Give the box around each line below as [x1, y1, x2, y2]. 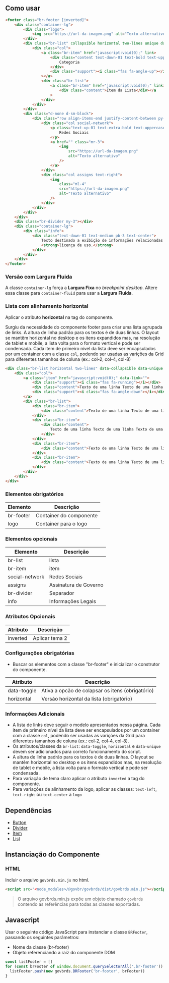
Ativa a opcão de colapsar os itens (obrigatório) [41, 687, 154, 694]
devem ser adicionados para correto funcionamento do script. [12, 749, 141, 755]
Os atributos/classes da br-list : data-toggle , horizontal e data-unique [12, 743, 161, 749]
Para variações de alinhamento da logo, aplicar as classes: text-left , [12, 786, 157, 792]
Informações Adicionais [5, 710, 65, 717]
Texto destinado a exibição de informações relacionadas [41, 238, 163, 243]
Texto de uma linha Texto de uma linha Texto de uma [50, 427, 163, 432]
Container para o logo [36, 520, 88, 527]
